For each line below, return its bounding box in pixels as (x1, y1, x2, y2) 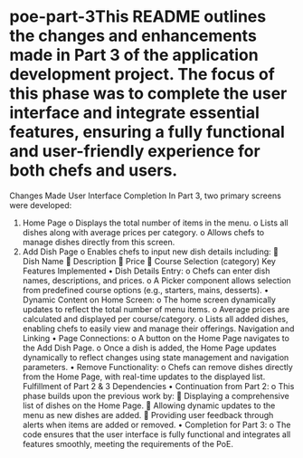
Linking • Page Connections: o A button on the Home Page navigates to (22, 332, 289, 343)
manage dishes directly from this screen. (22, 236, 175, 247)
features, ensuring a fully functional (9, 122, 285, 142)
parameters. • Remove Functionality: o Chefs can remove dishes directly (22, 361, 294, 372)
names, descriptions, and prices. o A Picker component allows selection (22, 274, 291, 286)
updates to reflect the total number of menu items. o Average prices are (22, 303, 290, 314)
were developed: (9, 199, 72, 210)
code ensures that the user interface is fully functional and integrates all (22, 428, 291, 440)
